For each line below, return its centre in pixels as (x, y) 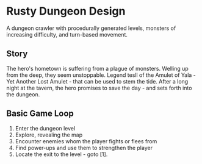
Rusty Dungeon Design (66, 11)
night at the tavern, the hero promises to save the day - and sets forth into (99, 88)
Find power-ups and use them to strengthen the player (84, 148)
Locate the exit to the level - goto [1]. (61, 154)
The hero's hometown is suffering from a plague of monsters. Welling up (98, 68)
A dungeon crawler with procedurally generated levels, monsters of (91, 28)
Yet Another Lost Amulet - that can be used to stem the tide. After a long (97, 81)
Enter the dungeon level (45, 128)
